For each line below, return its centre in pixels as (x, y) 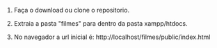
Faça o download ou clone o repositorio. (72, 10)
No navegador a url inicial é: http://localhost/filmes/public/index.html (112, 37)
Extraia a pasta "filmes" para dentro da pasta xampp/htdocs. (101, 23)
